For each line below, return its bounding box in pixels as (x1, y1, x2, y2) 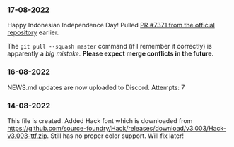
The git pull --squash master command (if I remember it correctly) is (7, 42, 212, 51)
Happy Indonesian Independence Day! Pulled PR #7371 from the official (7, 21, 216, 30)
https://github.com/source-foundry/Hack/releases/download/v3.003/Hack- (7, 124, 227, 132)
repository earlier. (7, 28, 59, 37)
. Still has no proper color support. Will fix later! (47, 132, 185, 140)
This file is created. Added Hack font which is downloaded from (7, 116, 193, 124)
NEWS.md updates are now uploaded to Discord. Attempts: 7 (7, 83, 185, 91)
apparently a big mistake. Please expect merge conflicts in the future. (7, 49, 214, 58)
